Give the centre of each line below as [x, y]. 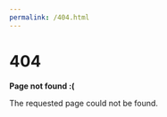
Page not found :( [42, 86]
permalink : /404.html [50, 17]
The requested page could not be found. [84, 103]
